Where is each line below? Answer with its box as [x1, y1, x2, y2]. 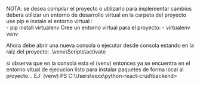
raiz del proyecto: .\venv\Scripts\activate [6, 48, 106, 55]
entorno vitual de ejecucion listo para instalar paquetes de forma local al [6, 66, 184, 73]
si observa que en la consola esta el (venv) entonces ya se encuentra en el [6, 59, 190, 67]
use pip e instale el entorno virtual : [6, 18, 93, 24]
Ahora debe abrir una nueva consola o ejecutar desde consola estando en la [6, 42, 194, 49]
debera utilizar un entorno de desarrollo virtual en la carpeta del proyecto [6, 11, 187, 18]
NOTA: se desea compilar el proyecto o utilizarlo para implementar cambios [6, 5, 192, 12]
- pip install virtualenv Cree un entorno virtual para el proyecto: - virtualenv [6, 24, 190, 31]
